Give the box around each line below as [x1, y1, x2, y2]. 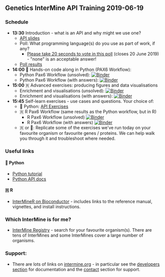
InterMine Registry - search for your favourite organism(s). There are [12, 227, 152, 233]
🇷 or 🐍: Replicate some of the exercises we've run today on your [19, 124, 151, 130]
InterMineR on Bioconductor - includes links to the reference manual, [12, 199, 153, 205]
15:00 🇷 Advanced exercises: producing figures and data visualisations [12, 82, 158, 88]
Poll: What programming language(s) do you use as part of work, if [19, 40, 155, 46]
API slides [19, 35, 40, 41]
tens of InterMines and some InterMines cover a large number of [12, 232, 144, 238]
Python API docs [12, 176, 46, 182]
